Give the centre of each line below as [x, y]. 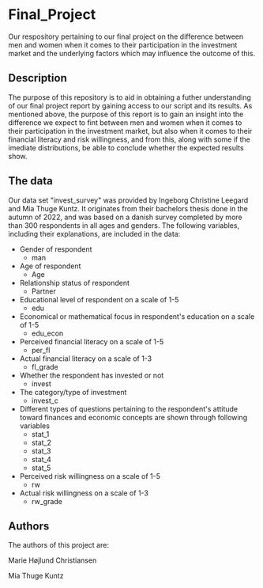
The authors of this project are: [58, 545]
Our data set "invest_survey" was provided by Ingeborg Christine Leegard [128, 200]
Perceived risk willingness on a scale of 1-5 [90, 476]
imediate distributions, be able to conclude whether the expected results [126, 147]
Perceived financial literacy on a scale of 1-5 [92, 341]
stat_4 [41, 459]
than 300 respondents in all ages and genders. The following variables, [124, 225]
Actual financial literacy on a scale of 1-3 [86, 358]
